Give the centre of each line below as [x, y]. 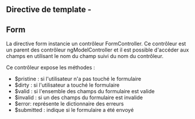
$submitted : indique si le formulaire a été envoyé [74, 110]
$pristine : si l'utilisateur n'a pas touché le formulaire [78, 79]
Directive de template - [49, 10]
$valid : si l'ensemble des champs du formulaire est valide [85, 91]
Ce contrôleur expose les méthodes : [51, 67]
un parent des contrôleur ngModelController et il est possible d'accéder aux [97, 50]
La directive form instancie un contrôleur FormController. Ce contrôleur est [96, 44]
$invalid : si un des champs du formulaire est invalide [79, 98]
